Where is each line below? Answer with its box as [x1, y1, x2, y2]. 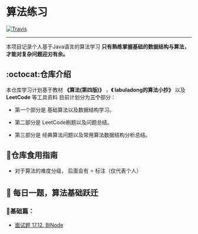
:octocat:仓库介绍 [6, 69, 72, 80]
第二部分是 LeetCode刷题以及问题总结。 [14, 119, 113, 126]
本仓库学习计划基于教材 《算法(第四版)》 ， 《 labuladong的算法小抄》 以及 [6, 86, 186, 93]
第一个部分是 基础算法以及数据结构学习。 [14, 106, 115, 113]
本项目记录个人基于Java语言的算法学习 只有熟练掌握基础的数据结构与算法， [6, 43, 190, 50]
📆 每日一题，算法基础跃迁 [6, 187, 98, 198]
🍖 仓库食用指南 [6, 150, 58, 160]
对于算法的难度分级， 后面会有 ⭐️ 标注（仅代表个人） [14, 167, 142, 174]
